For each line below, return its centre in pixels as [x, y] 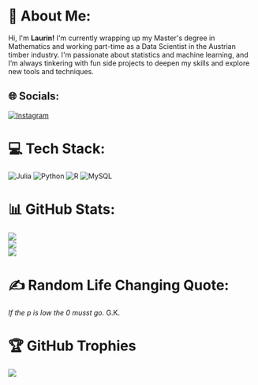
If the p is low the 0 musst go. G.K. [64, 312]
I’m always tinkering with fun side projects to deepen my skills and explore [129, 63]
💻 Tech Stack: [57, 148]
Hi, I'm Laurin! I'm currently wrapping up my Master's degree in [112, 38]
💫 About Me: [50, 16]
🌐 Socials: [34, 97]
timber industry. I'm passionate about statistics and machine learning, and [128, 54]
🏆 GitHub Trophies [72, 346]
